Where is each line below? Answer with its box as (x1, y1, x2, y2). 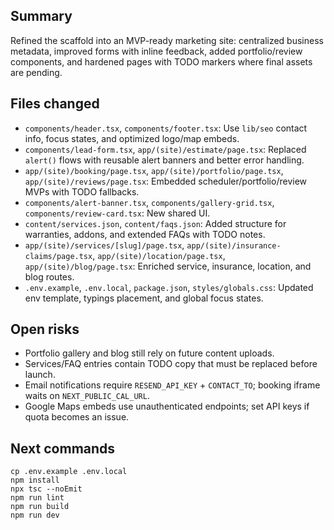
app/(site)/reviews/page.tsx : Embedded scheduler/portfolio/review (24, 175, 308, 187)
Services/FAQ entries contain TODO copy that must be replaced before (24, 358, 318, 370)
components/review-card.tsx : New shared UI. (24, 207, 211, 219)
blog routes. (24, 270, 75, 283)
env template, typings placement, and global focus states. (24, 292, 264, 304)
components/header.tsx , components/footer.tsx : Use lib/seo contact (24, 122, 308, 134)
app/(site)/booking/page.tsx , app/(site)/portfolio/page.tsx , (24, 164, 284, 176)
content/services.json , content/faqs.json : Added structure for (24, 217, 287, 229)
